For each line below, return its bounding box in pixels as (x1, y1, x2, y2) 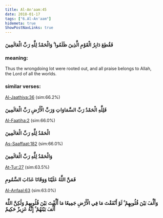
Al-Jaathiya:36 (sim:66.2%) (5, 94, 61, 100)
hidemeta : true (5, 21, 36, 26)
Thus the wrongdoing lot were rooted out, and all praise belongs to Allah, (5, 65, 152, 71)
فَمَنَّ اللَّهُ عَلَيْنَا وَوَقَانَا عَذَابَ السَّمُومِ (5, 176, 76, 183)
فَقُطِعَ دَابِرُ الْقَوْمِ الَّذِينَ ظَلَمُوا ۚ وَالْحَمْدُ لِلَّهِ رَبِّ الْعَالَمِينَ (5, 42, 113, 48)
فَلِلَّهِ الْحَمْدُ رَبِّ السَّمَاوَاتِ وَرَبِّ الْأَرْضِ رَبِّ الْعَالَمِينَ (5, 106, 107, 113)
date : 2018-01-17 (5, 12, 41, 17)
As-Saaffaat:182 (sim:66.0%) (5, 141, 63, 147)
